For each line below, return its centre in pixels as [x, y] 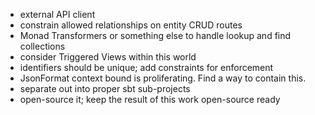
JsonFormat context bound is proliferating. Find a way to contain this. [163, 78]
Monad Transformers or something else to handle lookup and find [155, 35]
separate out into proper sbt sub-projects [105, 88]
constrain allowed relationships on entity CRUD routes [131, 25]
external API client [57, 14]
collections [42, 46]
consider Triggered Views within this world [108, 57]
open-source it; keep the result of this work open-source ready [150, 99]
